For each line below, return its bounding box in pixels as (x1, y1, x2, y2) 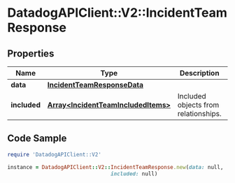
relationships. (177, 109, 222, 118)
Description (179, 68, 220, 78)
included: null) (111, 170, 158, 177)
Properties (7, 47, 55, 59)
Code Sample (7, 133, 67, 145)
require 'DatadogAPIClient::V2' (7, 151, 101, 158)
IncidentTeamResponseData (47, 80, 144, 89)
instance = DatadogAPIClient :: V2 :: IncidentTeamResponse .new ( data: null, (7, 163, 224, 170)
